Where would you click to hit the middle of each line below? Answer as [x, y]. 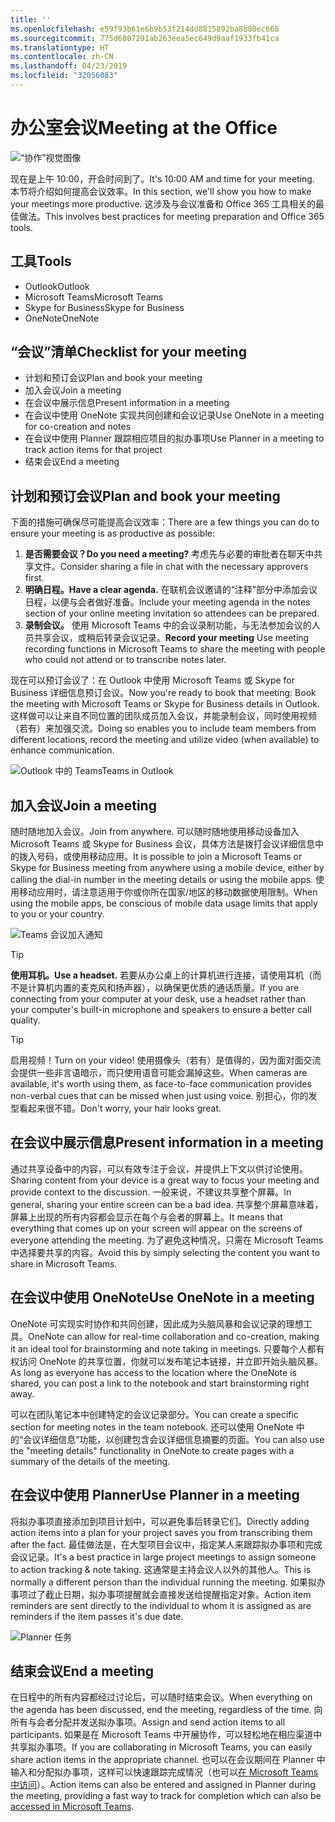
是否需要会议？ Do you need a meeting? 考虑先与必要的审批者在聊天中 [169, 554]
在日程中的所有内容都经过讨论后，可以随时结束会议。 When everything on [161, 1697]
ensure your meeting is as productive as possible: [112, 533]
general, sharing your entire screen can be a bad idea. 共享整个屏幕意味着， [167, 1204]
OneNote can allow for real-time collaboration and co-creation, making [174, 1336]
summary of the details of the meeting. [90, 1461]
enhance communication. [62, 750]
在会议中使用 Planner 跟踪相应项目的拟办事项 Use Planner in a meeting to [174, 438]
